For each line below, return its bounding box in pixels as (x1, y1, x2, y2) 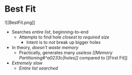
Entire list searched (19, 65, 58, 71)
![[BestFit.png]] (4, 19, 35, 25)
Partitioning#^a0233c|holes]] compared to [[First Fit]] (19, 55, 128, 60)
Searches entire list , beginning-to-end (11, 29, 89, 35)
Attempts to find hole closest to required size (19, 34, 110, 40)
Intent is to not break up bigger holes (26, 39, 101, 45)
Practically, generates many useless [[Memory (19, 50, 113, 56)
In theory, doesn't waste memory (11, 44, 79, 50)
